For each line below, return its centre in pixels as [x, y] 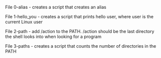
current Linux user [24, 22]
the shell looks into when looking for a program [53, 37]
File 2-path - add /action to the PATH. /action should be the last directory [80, 31]
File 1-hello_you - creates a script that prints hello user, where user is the [80, 16]
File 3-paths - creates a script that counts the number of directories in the [81, 46]
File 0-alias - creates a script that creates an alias [56, 7]
